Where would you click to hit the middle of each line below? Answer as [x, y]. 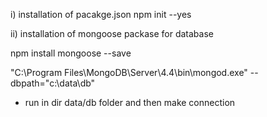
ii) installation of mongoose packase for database [112, 33]
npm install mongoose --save [71, 53]
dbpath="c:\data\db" [53, 83]
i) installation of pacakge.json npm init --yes [101, 14]
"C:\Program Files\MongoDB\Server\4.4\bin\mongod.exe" [129, 72]
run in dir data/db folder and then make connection [130, 102]
